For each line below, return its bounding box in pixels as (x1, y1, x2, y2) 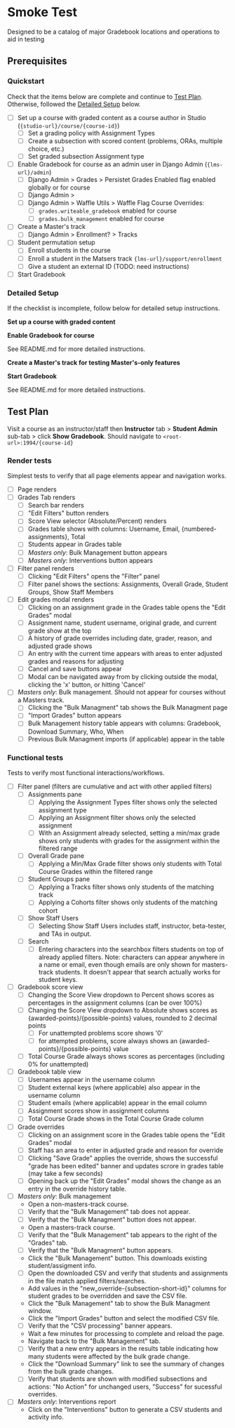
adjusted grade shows (27, 642, 93, 650)
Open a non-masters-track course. (27, 1200, 129, 1208)
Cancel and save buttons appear (27, 665, 123, 673)
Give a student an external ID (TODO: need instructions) (27, 262, 189, 270)
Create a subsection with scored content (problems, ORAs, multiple (27, 136, 223, 145)
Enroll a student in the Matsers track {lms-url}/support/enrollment (27, 254, 222, 263)
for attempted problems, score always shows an (38, 1037, 177, 1045)
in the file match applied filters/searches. (27, 1277, 147, 1285)
